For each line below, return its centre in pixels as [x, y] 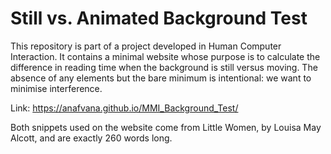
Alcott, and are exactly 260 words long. [91, 138]
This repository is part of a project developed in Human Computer [146, 46]
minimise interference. [56, 88]
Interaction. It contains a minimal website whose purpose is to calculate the [165, 56]
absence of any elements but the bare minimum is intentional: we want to [161, 78]
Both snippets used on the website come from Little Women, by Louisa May [166, 127]
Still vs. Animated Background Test [159, 18]
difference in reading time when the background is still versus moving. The [164, 67]
